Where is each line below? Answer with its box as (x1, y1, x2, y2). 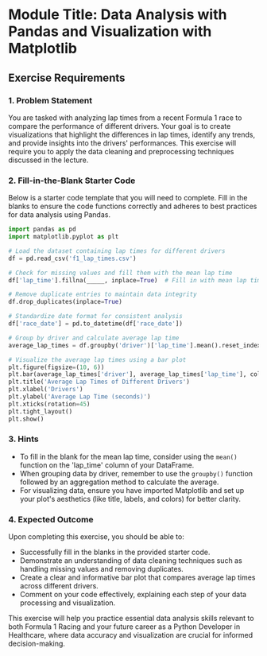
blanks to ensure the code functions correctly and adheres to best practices (8, 201, 257, 212)
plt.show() (8, 415, 44, 423)
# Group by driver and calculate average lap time (8, 334, 180, 342)
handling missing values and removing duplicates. (19, 565, 184, 574)
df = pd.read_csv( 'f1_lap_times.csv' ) (8, 254, 137, 262)
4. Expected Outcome (8, 514, 94, 525)
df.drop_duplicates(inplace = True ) (8, 298, 123, 306)
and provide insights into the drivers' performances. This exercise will (8, 138, 237, 148)
